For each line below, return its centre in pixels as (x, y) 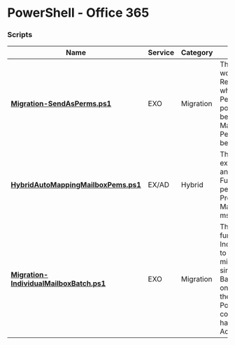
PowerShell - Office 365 (78, 13)
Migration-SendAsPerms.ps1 (61, 104)
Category (197, 52)
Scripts (20, 35)
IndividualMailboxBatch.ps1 (58, 284)
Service (161, 52)
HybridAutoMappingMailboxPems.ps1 (76, 185)
